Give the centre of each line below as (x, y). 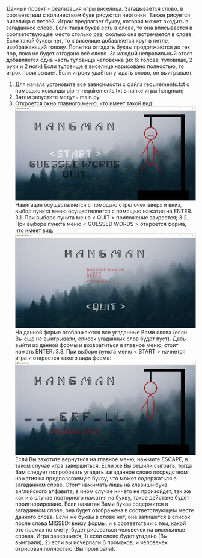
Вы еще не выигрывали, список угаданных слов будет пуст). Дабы (101, 339)
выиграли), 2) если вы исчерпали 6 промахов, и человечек (91, 542)
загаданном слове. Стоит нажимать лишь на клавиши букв (91, 485)
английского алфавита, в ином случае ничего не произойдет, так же (103, 491)
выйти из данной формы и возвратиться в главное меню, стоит (96, 345)
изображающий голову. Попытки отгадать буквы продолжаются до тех (98, 47)
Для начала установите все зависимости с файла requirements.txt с (102, 84)
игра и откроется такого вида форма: (63, 358)
